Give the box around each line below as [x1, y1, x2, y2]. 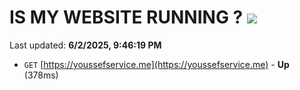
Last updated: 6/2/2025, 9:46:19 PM [9, 39, 162, 51]
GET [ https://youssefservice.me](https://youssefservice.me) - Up [23, 58, 290, 70]
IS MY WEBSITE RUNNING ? [9, 6, 244, 29]
